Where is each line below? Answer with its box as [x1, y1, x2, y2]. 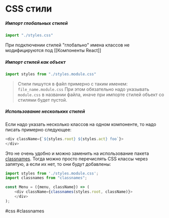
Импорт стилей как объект [5, 59, 66, 65]
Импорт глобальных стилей [5, 20, 68, 26]
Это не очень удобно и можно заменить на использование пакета [5, 150, 149, 156]
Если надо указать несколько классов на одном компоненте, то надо [5, 121, 156, 127]
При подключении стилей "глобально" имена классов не [5, 42, 130, 48]
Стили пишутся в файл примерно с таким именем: [17, 80, 128, 86]
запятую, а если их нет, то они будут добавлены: [5, 161, 111, 167]
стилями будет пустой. [17, 97, 67, 103]
